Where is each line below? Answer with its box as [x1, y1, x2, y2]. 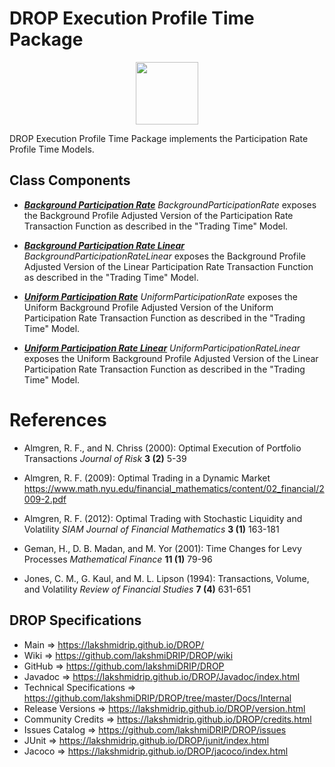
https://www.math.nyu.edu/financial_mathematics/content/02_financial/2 [23, 482, 325, 494]
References [9, 408, 107, 431]
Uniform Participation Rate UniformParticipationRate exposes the [23, 290, 298, 302]
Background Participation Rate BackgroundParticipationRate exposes [23, 198, 317, 211]
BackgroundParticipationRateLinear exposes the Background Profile [23, 250, 306, 262]
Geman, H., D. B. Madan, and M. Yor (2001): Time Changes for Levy [23, 542, 302, 554]
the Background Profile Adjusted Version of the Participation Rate [23, 209, 294, 221]
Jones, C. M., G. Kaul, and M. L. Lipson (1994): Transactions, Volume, [23, 572, 310, 584]
